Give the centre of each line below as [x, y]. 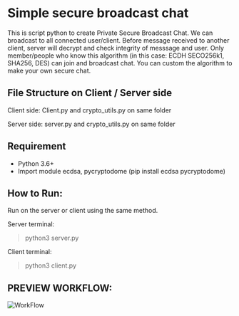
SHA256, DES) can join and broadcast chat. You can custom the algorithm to [120, 63]
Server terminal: [31, 224]
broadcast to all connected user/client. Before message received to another [118, 40]
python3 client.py [51, 265]
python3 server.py [52, 238]
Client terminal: [30, 252]
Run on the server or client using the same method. [83, 211]
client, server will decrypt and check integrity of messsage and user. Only [116, 48]
